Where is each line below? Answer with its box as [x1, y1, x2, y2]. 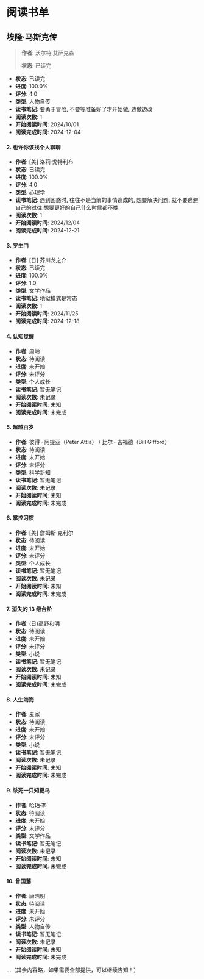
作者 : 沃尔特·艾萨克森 [21, 49, 74, 56]
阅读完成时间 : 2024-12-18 [15, 318, 80, 325]
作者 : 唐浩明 [15, 892, 46, 900]
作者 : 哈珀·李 [15, 801, 47, 809]
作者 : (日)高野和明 [15, 620, 60, 627]
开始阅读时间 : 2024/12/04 [15, 219, 80, 226]
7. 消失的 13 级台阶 [6, 605, 52, 612]
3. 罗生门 [6, 242, 29, 249]
